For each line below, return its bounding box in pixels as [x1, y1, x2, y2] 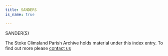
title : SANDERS [5, 7, 37, 12]
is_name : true [5, 12, 35, 17]
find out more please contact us [5, 45, 71, 51]
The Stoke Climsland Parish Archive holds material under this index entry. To [5, 39, 163, 45]
